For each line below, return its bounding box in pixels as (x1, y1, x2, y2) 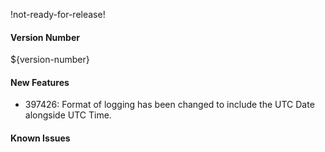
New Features (10, 76, 70, 88)
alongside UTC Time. (24, 109, 112, 121)
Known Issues (10, 132, 71, 144)
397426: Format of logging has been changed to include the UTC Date (24, 99, 315, 111)
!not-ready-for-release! (10, 9, 106, 20)
